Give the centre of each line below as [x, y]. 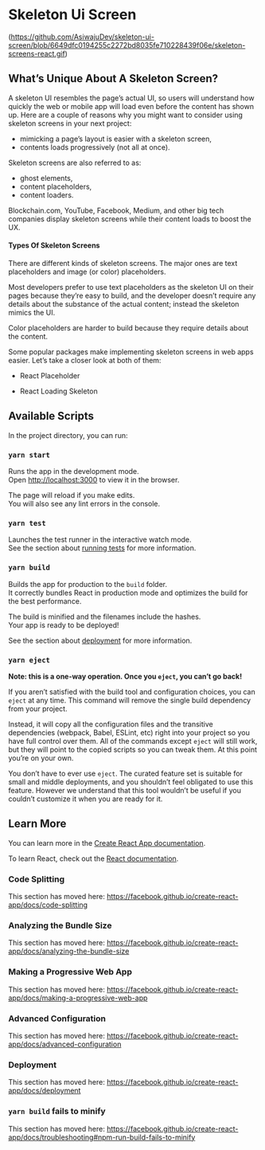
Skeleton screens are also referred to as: [75, 162]
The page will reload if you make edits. [72, 495]
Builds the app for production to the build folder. [88, 584]
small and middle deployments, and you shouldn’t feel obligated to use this [131, 781]
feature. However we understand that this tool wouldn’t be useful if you [125, 790]
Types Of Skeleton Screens [54, 245]
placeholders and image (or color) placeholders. [87, 272]
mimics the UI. [32, 312]
